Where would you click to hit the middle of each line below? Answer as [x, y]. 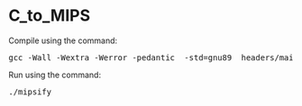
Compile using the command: [63, 40]
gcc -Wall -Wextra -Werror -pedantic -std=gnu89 [120, 57]
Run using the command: [55, 75]
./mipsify [30, 92]
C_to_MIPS [50, 16]
